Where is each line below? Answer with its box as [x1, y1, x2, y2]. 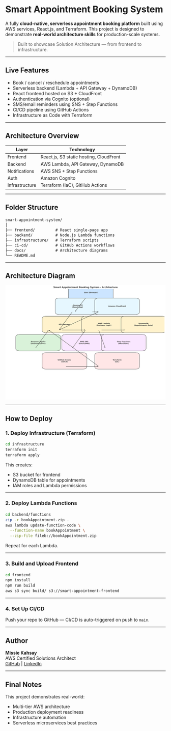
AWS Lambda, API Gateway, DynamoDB [40, 161, 124, 167]
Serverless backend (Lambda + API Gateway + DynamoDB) [12, 85, 137, 91]
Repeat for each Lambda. [5, 543, 59, 549]
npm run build [5, 583, 36, 588]
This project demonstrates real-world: [5, 693, 85, 699]
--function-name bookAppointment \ [10, 528, 85, 533]
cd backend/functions [5, 512, 51, 517]
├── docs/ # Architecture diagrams [5, 248, 108, 253]
